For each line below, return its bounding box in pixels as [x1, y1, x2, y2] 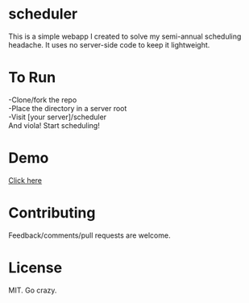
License [8, 259, 63, 276]
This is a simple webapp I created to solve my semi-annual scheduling [8, 31, 242, 41]
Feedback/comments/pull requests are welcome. [8, 230, 171, 240]
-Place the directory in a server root [8, 103, 127, 113]
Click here [8, 175, 43, 185]
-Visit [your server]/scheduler [8, 112, 107, 122]
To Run [8, 68, 56, 87]
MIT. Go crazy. [8, 285, 57, 295]
